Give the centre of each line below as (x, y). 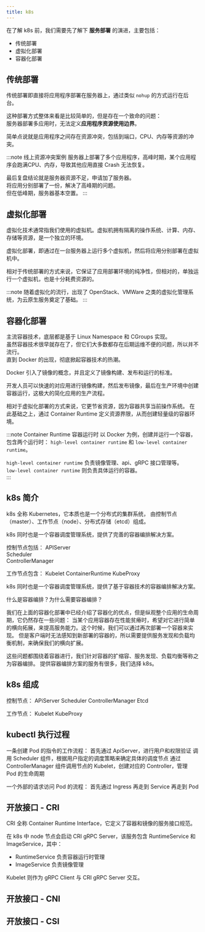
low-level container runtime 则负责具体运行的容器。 (74, 471)
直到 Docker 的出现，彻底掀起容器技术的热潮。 (65, 360)
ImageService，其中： (34, 844)
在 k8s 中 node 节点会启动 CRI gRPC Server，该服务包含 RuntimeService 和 (101, 836)
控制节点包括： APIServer (38, 547)
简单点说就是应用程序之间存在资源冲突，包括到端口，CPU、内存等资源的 (98, 137)
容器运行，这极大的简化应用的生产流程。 (57, 393)
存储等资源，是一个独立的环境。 (46, 238)
